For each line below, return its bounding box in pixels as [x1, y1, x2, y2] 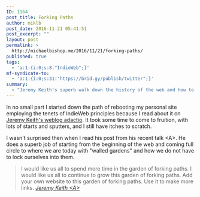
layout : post [6, 37, 39, 43]
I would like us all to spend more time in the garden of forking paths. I [20, 165, 192, 172]
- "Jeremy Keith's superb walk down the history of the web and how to [11, 87, 195, 93]
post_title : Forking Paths [6, 14, 74, 20]
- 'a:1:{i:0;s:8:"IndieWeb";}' [11, 64, 90, 71]
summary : [6, 82, 28, 88]
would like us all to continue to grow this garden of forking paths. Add [20, 171, 193, 178]
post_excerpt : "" [6, 31, 50, 37]
